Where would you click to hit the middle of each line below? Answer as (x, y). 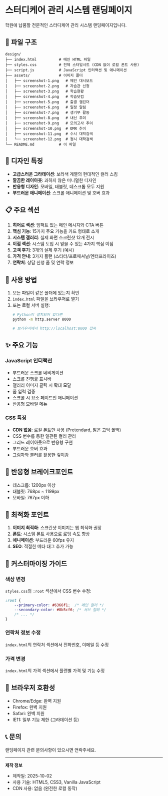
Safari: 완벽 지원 (28, 713)
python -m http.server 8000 (41, 320)
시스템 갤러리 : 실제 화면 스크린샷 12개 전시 (53, 237)
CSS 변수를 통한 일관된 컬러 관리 (44, 436)
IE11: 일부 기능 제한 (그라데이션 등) (45, 720)
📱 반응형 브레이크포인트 (39, 472)
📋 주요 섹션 (22, 210)
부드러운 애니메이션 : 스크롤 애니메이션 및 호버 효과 (61, 192)
